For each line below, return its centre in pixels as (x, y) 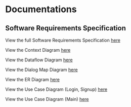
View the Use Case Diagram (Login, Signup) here (56, 89)
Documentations (41, 9)
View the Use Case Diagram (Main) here (47, 99)
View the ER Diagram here (32, 79)
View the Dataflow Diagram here (39, 60)
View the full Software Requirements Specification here (63, 40)
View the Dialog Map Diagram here (41, 70)
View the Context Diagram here (38, 50)
